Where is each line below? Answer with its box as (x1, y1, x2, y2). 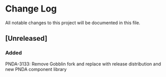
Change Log (5, 3, 57, 15)
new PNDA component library (5, 66, 67, 72)
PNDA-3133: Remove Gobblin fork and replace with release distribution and (5, 61, 161, 67)
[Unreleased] (5, 34, 48, 43)
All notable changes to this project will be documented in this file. (5, 20, 141, 26)
